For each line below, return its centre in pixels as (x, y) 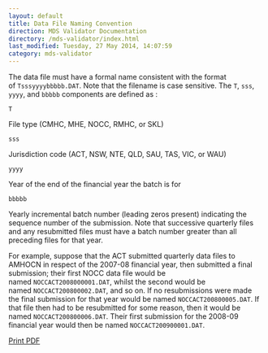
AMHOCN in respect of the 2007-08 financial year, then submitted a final (131, 264)
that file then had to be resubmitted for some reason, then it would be (125, 307)
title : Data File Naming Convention (70, 24)
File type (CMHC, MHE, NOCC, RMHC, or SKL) (86, 124)
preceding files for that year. (56, 240)
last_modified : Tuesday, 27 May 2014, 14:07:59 (91, 46)
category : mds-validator (50, 54)
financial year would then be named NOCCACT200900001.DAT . (107, 325)
